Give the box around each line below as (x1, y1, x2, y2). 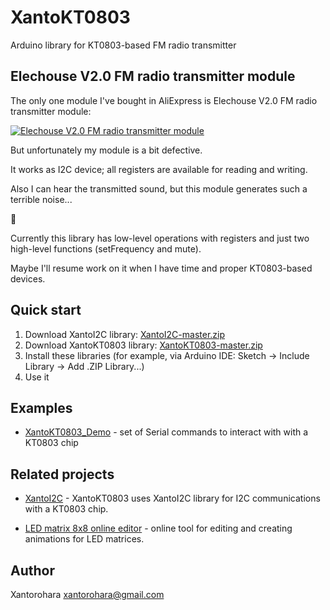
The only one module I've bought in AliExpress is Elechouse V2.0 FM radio (10, 94, 318, 106)
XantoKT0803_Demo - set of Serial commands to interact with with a (24, 426, 309, 438)
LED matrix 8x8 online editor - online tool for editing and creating (24, 522, 293, 535)
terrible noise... (10, 193, 73, 205)
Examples (10, 399, 73, 416)
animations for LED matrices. (24, 533, 145, 545)
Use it (24, 371, 50, 383)
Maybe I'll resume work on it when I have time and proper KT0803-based (10, 262, 313, 274)
